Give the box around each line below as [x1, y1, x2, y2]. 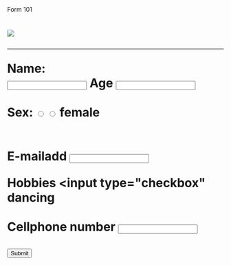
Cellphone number [7, 219, 115, 235]
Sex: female [7, 105, 100, 120]
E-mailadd [7, 149, 67, 165]
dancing [7, 190, 55, 206]
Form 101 [7, 6, 33, 13]
